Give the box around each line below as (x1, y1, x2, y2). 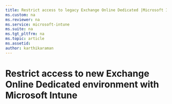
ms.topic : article (5, 36, 45, 41)
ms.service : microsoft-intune (5, 22, 70, 27)
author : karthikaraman (5, 46, 54, 51)
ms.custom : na (5, 12, 36, 17)
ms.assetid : (5, 41, 31, 46)
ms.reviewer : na (5, 17, 40, 22)
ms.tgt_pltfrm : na (5, 31, 45, 36)
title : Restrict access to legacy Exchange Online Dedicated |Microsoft (5, 7, 164, 13)
